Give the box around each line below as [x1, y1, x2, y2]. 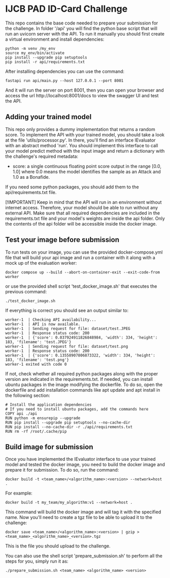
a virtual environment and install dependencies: [5, 36, 105, 42]
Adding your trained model [5, 113, 92, 121]
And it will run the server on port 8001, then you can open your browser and [5, 87, 164, 93]
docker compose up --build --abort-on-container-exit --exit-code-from [5, 269, 160, 275]
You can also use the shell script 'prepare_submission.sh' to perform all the [5, 553, 162, 559]
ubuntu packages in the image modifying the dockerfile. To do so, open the [5, 381, 163, 388]
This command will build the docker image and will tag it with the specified [5, 509, 161, 515]
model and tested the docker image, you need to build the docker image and [5, 461, 165, 467]
